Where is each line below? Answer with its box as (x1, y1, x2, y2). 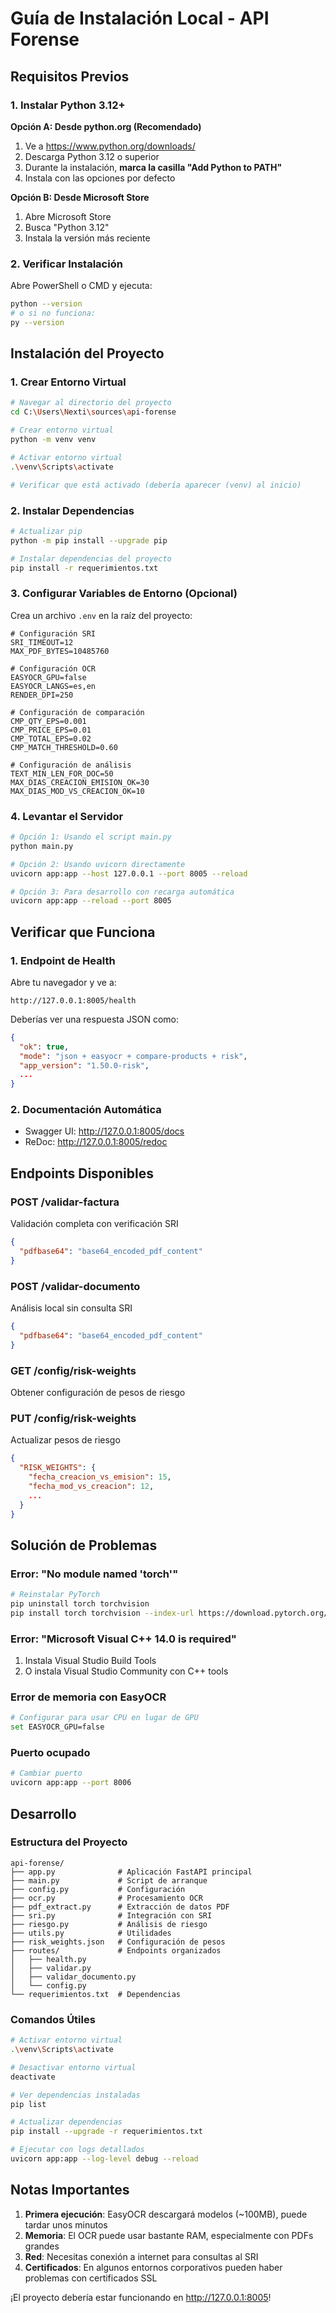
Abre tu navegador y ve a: (10, 976, 117, 988)
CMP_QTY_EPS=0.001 (10, 716, 87, 726)
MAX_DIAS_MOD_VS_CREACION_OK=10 (10, 786, 145, 796)
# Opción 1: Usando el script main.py (10, 832, 172, 842)
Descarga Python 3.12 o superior (24, 150, 160, 162)
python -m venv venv (10, 435, 97, 445)
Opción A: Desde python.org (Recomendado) (10, 120, 202, 132)
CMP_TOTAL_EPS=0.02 (10, 733, 92, 744)
